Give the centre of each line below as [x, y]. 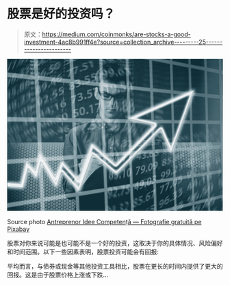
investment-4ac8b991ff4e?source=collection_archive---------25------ [123, 42]
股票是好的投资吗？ [61, 14]
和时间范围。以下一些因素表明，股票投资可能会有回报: [83, 252]
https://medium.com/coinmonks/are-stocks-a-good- [117, 34]
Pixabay [18, 229]
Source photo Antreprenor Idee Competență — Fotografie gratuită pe [104, 222]
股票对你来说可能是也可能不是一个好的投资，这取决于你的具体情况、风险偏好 [115, 243]
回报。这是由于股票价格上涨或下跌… [58, 275]
